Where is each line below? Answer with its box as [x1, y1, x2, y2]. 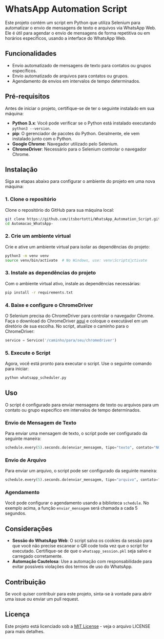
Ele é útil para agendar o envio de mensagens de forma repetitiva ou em [5, 30, 150, 36]
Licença [5, 610, 30, 618]
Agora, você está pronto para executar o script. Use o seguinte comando [5, 361, 152, 367]
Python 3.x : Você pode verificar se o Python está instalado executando [12, 120, 156, 126]
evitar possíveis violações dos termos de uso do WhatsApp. [12, 564, 133, 569]
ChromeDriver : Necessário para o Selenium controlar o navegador [12, 146, 147, 152]
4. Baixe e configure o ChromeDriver [5, 301, 93, 308]
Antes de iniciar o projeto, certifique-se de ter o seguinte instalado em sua [5, 105, 155, 111]
